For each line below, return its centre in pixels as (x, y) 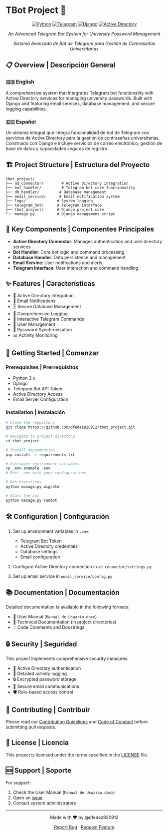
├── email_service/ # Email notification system (63, 196)
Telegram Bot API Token (38, 389)
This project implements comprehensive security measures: (67, 659)
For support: (18, 782)
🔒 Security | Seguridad (41, 644)
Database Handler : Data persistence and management (69, 257)
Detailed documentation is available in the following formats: (68, 607)
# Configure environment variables (43, 464)
